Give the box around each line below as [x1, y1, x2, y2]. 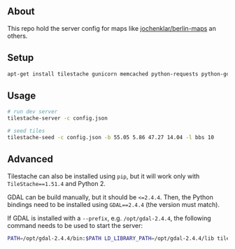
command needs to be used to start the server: [7, 221, 143, 229]
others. [7, 31, 28, 40]
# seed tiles [7, 127, 45, 135]
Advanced [7, 153, 54, 165]
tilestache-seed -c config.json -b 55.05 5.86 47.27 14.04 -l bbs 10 [7, 134, 215, 141]
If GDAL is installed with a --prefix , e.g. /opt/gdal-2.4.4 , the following [7, 213, 211, 222]
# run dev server [7, 108, 58, 115]
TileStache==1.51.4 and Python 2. [7, 179, 106, 187]
